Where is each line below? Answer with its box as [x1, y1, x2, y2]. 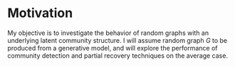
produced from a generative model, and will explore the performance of [7, 43, 218, 52]
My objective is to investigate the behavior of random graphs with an [7, 29, 209, 37]
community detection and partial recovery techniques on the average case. [7, 51, 228, 60]
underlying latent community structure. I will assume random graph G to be [7, 36, 228, 44]
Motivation [7, 5, 73, 21]
